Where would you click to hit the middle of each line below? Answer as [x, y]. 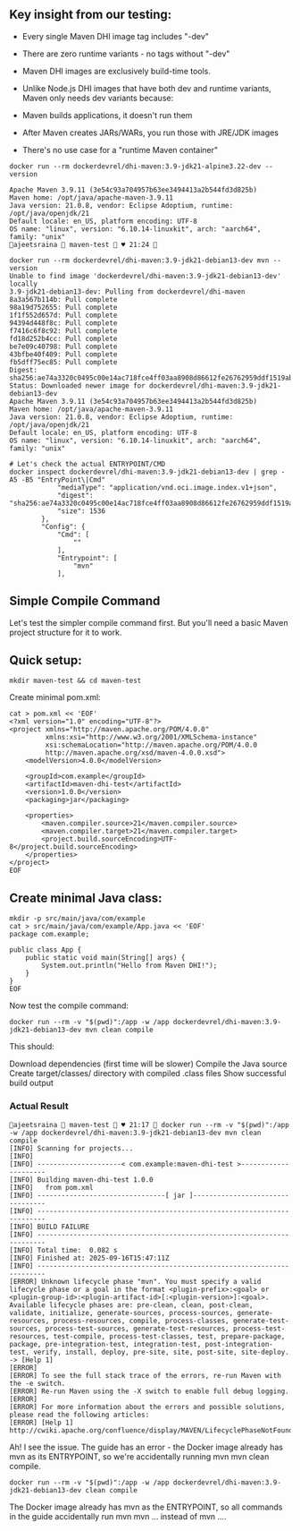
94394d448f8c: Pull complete [63, 323]
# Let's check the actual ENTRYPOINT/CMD [87, 464]
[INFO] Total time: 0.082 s [63, 1250]
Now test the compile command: [69, 1005]
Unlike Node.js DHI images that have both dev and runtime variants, [147, 88]
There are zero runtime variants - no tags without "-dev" [126, 54]
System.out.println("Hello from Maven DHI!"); [129, 966]
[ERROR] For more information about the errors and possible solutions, [147, 1407]
